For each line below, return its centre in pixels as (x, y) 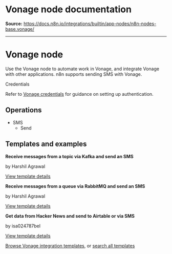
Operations (24, 110)
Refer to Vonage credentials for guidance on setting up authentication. (79, 94)
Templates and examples (46, 144)
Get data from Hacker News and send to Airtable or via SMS (70, 216)
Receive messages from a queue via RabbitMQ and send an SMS (75, 186)
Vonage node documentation (69, 9)
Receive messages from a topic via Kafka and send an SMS (70, 156)
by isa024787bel (23, 226)
